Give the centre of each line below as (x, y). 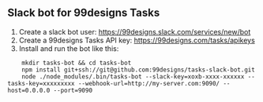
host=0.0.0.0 (29, 90)
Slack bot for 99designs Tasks (84, 13)
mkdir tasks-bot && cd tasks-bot (77, 63)
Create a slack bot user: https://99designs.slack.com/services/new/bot (135, 31)
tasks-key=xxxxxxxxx (41, 83)
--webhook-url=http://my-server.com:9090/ (149, 83)
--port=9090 (73, 90)
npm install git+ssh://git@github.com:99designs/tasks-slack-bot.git (139, 70)
